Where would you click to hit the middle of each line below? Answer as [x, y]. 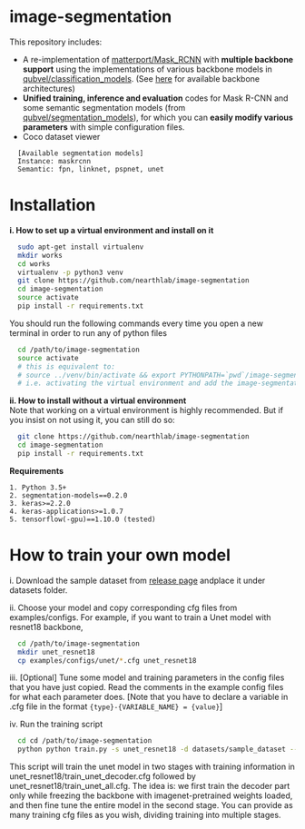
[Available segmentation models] [81, 153]
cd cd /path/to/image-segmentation [85, 741]
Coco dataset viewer [61, 136]
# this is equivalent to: [67, 366]
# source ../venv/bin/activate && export [97, 375]
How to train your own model [120, 555]
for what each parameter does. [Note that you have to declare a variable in [149, 697]
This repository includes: [56, 42]
